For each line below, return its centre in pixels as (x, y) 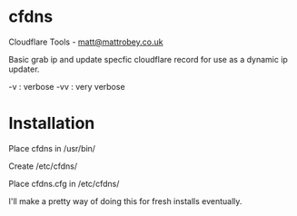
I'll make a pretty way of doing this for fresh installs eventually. (125, 201)
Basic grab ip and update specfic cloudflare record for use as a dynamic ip (148, 59)
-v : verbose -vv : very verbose (67, 86)
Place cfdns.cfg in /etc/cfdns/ (64, 183)
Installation (52, 123)
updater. (24, 69)
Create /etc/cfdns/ (43, 166)
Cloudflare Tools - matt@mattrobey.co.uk (86, 42)
